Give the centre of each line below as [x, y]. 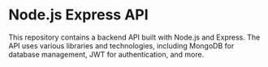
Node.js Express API [78, 15]
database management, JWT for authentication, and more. [106, 54]
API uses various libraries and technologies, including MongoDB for [121, 45]
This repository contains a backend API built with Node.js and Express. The [134, 37]
